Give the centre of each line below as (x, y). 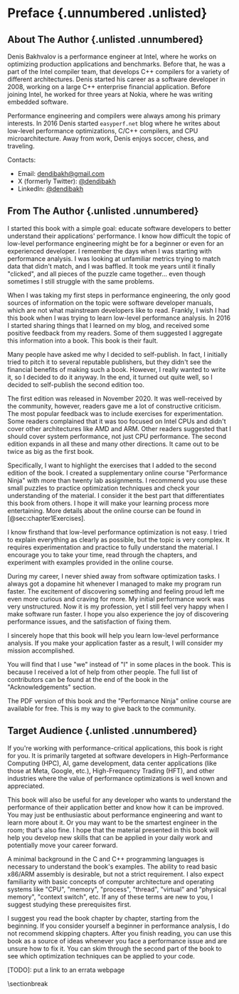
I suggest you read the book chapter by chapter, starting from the (103, 918)
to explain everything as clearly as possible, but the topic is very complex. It (118, 539)
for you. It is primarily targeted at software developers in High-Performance (118, 755)
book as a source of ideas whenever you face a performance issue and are (117, 941)
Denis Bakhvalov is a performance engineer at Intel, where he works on (112, 56)
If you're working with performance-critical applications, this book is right (115, 748)
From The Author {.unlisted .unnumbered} (103, 211)
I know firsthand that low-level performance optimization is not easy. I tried (117, 532)
